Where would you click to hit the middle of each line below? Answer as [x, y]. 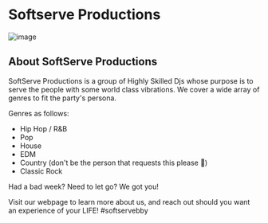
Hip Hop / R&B [43, 128]
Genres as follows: [39, 113]
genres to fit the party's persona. [63, 98]
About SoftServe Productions [83, 62]
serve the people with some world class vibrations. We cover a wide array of [134, 89]
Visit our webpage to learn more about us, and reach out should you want [129, 201]
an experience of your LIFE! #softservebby [79, 210]
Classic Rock [41, 171]
